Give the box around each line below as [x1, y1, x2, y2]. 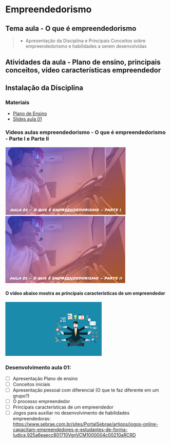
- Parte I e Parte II [5, 135, 49, 142]
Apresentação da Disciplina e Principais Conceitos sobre [25, 37, 146, 44]
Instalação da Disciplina [5, 83, 84, 92]
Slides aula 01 [12, 116, 42, 122]
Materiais [5, 99, 30, 106]
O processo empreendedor [12, 398, 70, 405]
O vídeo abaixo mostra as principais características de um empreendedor [5, 290, 165, 296]
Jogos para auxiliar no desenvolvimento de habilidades [12, 410, 130, 416]
